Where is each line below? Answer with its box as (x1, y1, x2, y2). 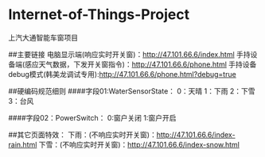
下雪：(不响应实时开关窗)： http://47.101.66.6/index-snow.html (38, 140, 240, 149)
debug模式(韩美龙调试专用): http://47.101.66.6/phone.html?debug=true (8, 69, 236, 78)
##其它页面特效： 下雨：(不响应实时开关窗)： (8, 129, 157, 140)
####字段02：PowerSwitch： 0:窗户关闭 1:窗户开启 (8, 113, 177, 122)
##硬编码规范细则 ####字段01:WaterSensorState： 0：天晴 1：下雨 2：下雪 (8, 86, 255, 96)
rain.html (8, 140, 37, 149)
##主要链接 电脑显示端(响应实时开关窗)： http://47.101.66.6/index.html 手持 (8, 49, 251, 59)
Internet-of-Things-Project (8, 6, 189, 24)
